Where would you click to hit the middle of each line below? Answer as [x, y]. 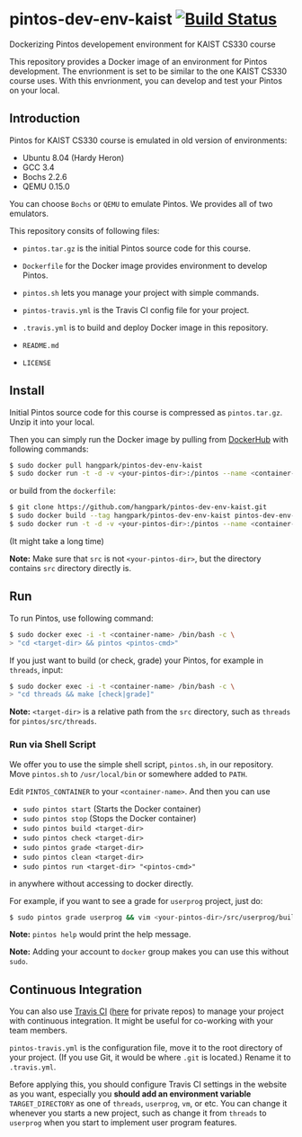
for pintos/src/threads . [53, 721]
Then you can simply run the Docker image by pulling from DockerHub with [149, 439]
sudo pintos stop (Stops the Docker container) [109, 818]
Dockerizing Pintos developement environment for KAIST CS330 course [142, 44]
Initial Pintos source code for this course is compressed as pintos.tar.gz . [146, 412]
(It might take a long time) [57, 541]
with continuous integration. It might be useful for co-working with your [142, 1021]
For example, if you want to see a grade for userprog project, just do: [136, 900]
